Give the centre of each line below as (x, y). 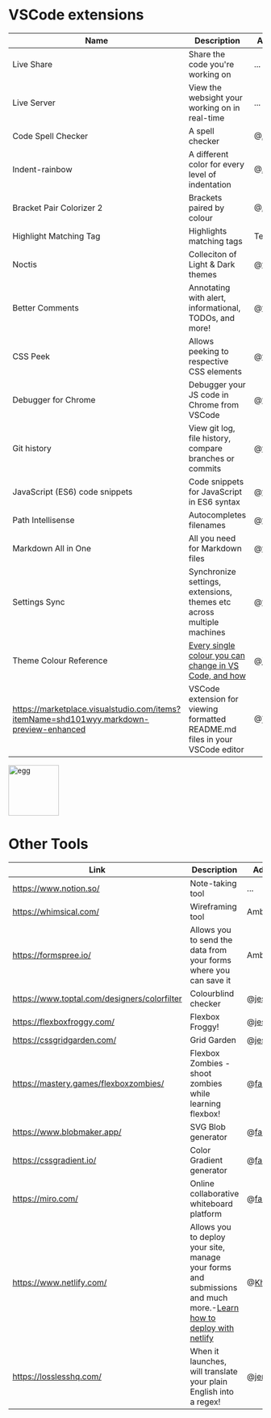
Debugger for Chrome (54, 399)
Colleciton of (213, 254)
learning (206, 1104)
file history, (210, 438)
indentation (210, 184)
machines (207, 632)
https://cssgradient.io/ (54, 1160)
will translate (214, 1371)
